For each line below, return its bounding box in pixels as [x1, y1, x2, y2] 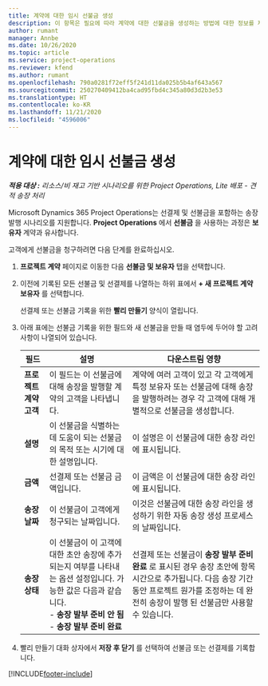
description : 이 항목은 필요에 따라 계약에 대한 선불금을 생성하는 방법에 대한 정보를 [8, 19, 254, 27]
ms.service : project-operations [8, 57, 116, 65]
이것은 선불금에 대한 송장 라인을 [132, 497, 244, 509]
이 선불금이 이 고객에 [49, 536, 122, 548]
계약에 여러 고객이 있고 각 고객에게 [132, 369, 254, 380]
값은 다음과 [65, 584, 105, 596]
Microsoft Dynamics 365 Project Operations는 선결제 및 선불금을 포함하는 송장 [8, 207, 259, 217]
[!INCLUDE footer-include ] [8, 668, 93, 678]
